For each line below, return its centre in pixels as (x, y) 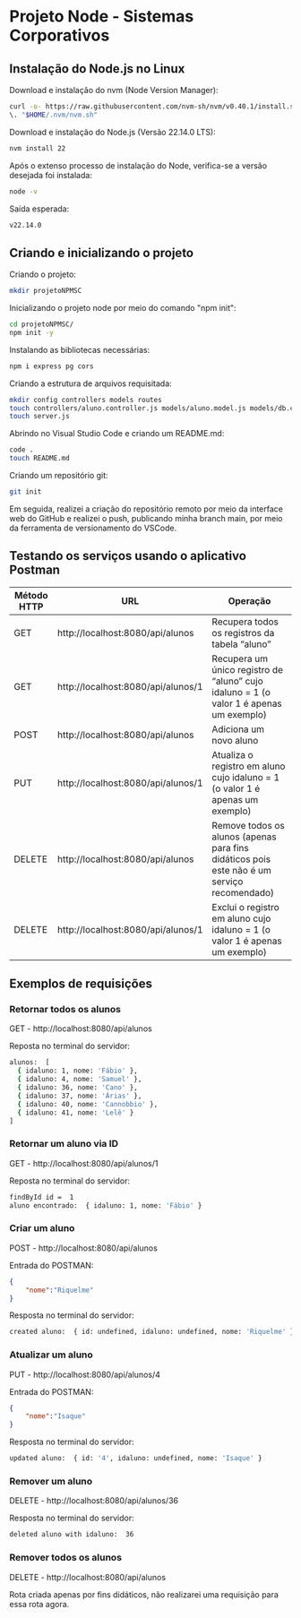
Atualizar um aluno (52, 1355)
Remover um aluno (51, 1481)
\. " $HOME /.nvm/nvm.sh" (54, 115)
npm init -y (31, 332)
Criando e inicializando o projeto (102, 253)
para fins (230, 848)
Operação (249, 600)
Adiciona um (238, 729)
